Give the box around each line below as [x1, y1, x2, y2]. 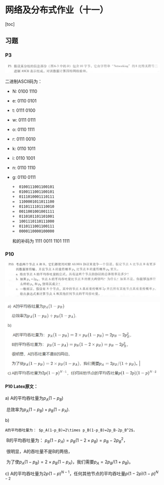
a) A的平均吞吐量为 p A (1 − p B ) [5, 395, 64, 402]
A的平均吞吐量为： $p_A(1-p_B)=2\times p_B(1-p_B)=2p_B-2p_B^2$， [5, 427, 137, 433]
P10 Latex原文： [5, 383, 38, 389]
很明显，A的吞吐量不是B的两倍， [6, 449, 73, 454]
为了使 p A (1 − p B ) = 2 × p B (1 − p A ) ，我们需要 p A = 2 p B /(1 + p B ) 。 [6, 459, 134, 466]
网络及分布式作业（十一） [5, 4, 109, 16]
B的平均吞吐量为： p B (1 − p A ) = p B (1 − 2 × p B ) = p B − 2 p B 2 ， [6, 436, 128, 444]
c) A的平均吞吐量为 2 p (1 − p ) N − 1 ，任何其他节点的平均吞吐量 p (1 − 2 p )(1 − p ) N [5, 470, 159, 476]
